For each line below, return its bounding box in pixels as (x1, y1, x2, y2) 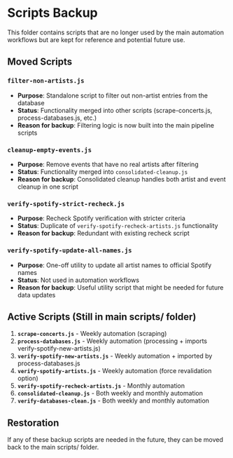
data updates (17, 290, 56, 299)
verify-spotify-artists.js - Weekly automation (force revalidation (17, 367, 212, 375)
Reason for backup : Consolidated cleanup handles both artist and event (17, 175, 226, 183)
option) (17, 374, 38, 383)
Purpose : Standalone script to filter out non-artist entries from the (17, 91, 209, 100)
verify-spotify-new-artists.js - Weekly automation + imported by (17, 352, 213, 361)
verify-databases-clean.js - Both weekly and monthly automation (17, 396, 210, 405)
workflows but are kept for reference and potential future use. (7, 35, 185, 43)
